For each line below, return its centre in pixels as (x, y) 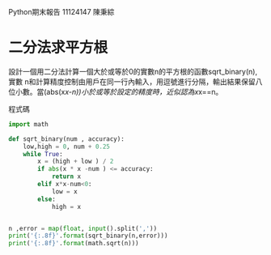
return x (66, 176)
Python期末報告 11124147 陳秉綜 (61, 12)
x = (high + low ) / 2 (76, 161)
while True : (43, 154)
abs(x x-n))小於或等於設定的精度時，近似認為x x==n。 (135, 91)
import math (28, 124)
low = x (65, 191)
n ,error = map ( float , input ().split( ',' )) (83, 228)
